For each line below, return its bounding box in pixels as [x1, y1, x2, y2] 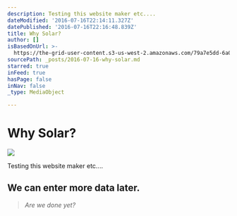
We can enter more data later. [7, 182, 140, 194]
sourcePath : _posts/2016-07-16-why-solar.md [7, 56, 140, 63]
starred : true [7, 63, 49, 70]
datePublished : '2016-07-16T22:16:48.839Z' [7, 23, 138, 30]
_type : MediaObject [7, 89, 65, 96]
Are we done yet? [24, 201, 76, 209]
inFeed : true [7, 69, 46, 76]
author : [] [7, 37, 39, 44]
